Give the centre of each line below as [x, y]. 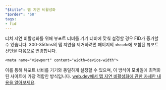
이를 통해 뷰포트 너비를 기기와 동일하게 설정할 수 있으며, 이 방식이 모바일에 [76, 70]
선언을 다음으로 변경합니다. [31, 51]
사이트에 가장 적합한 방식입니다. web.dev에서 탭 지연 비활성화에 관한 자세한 [83, 76]
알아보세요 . [25, 83]
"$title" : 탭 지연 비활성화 [30, 10]
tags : [11, 19]
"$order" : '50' [21, 14]
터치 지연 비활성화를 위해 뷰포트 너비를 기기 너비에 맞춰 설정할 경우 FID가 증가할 [82, 38]
